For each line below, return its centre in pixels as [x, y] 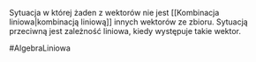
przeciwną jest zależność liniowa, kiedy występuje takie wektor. [125, 31]
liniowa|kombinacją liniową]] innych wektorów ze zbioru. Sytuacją [129, 22]
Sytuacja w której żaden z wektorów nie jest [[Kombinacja [114, 13]
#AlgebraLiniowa [40, 48]
